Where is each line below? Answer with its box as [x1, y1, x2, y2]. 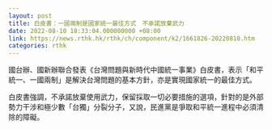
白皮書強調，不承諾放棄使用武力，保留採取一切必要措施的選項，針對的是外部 [8, 92, 264, 102]
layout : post [8, 11, 53, 20]
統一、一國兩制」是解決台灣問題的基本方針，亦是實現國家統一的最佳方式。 [8, 75, 257, 85]
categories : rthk [8, 42, 67, 50]
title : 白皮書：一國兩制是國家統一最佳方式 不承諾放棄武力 [8, 19, 185, 27]
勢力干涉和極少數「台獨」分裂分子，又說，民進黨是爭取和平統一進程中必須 [8, 102, 257, 112]
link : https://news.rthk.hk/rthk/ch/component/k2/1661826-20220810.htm [8, 34, 255, 43]
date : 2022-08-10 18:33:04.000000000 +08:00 [8, 27, 161, 35]
